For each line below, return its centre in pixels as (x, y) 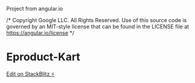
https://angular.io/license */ (40, 33)
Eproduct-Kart (43, 57)
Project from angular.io (35, 9)
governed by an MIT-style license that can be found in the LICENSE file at (97, 27)
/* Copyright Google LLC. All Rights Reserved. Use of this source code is (97, 20)
